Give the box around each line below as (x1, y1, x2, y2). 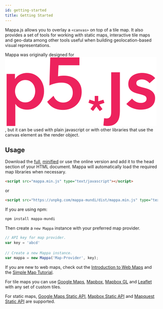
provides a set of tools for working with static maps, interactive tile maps (5, 32, 150, 38)
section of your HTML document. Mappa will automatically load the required (5, 164, 157, 170)
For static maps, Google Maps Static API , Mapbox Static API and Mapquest (5, 294, 155, 299)
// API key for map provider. (5, 235, 66, 240)
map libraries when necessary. (5, 169, 66, 175)
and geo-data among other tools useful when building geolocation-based (5, 37, 152, 43)
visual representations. (5, 42, 51, 48)
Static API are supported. (5, 298, 55, 305)
